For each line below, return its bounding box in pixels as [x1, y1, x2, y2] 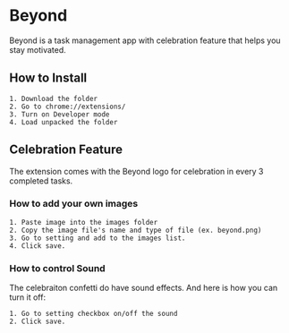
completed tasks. [9, 175, 73, 186]
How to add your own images [9, 198, 139, 210]
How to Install [9, 71, 88, 86]
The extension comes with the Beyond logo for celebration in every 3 [9, 166, 264, 176]
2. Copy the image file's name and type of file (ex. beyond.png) [9, 226, 262, 235]
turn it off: [9, 292, 47, 303]
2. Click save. [9, 317, 66, 327]
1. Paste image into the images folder [9, 218, 158, 226]
